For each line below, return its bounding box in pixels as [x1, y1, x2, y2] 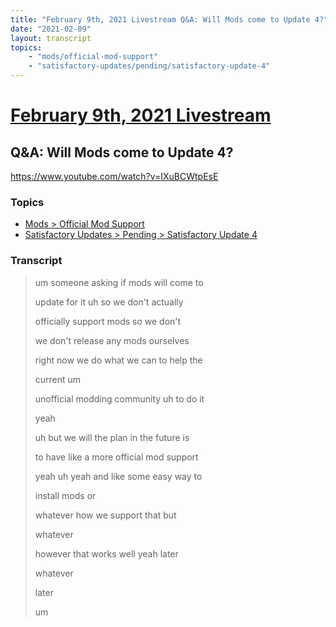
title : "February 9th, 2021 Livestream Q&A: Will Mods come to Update [10, 14, 311, 25]
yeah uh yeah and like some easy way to [34, 470, 203, 482]
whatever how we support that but [34, 509, 177, 521]
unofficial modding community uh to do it [34, 392, 205, 405]
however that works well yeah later [34, 547, 179, 560]
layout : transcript [10, 33, 92, 43]
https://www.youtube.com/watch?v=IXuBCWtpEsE [10, 171, 219, 182]
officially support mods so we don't [34, 315, 182, 327]
